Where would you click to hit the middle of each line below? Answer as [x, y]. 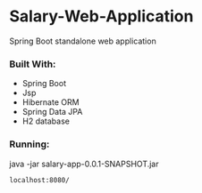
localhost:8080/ [39, 180]
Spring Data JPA [52, 112]
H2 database [46, 121]
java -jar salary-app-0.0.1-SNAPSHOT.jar [84, 164]
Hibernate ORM [50, 102]
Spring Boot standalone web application [83, 41]
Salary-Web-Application [101, 16]
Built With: [33, 64]
